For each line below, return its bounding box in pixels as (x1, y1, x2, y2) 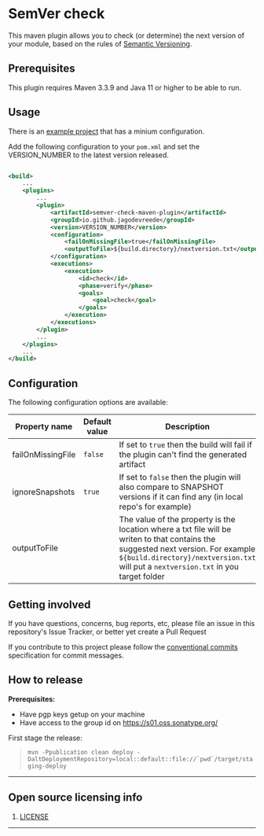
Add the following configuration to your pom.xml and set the (8, 142, 200, 151)
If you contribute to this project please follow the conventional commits (8, 642, 238, 651)
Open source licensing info (8, 791, 143, 805)
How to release (8, 673, 83, 687)
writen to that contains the (119, 534, 216, 545)
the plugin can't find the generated (119, 449, 247, 460)
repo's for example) (119, 501, 192, 512)
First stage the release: (8, 733, 82, 742)
